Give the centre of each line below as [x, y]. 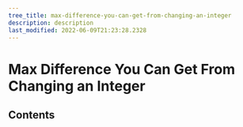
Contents [32, 115]
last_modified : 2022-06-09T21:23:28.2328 [78, 30]
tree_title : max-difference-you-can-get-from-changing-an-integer [120, 15]
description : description [51, 23]
